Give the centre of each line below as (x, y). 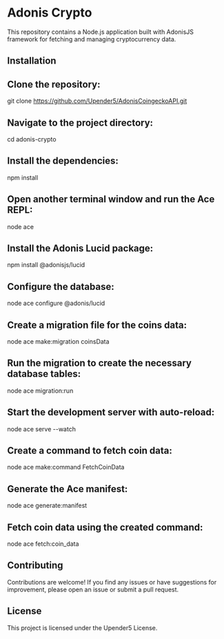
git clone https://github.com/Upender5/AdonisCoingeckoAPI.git (97, 101)
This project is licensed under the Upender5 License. (82, 628)
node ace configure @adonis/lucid (56, 303)
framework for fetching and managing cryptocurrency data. (92, 39)
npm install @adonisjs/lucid (46, 265)
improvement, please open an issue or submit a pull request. (93, 589)
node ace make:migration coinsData (58, 342)
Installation (32, 61)
